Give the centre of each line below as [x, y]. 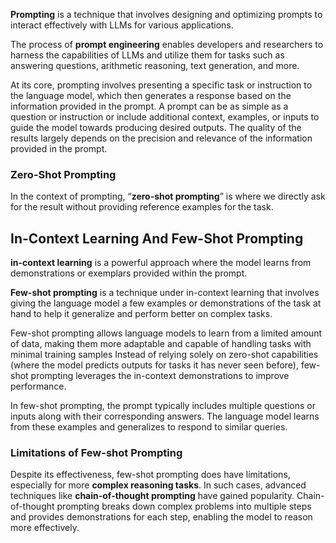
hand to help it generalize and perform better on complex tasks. [141, 314]
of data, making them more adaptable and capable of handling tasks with [161, 344]
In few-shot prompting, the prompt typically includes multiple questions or [163, 406]
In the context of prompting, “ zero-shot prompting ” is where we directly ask [168, 196]
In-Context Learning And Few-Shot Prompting [157, 238]
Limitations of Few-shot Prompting [96, 453]
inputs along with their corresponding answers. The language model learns [165, 416]
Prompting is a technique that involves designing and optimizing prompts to [166, 14]
